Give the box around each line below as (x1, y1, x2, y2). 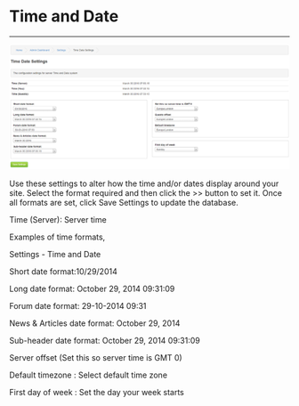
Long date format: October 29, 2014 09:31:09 (9, 283, 175, 294)
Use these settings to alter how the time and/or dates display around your (9, 178, 279, 189)
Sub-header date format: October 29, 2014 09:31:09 (9, 335, 200, 345)
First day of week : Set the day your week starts (9, 386, 185, 397)
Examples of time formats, (9, 231, 106, 242)
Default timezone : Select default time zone (9, 369, 167, 380)
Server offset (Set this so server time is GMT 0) (9, 352, 182, 362)
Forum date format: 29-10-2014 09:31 (9, 300, 147, 311)
